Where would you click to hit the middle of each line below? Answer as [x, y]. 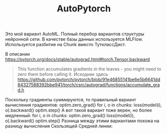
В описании [17, 54]
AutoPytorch [84, 9]
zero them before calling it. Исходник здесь [63, 74]
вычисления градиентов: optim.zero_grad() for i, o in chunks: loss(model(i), [83, 105]
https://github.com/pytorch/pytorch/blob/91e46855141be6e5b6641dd [89, 79]
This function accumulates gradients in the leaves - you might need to [89, 69]
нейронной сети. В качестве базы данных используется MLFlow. [74, 39]
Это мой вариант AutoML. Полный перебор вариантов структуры [75, 34]
